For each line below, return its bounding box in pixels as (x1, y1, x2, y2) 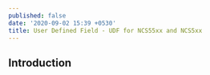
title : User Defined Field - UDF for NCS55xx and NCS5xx (8, 26, 203, 34)
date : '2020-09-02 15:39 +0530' (8, 19, 116, 27)
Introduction (8, 56, 72, 69)
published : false (8, 11, 67, 20)
